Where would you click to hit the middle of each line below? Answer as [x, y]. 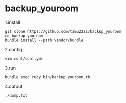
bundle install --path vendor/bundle [44, 40]
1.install [13, 22]
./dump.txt [16, 95]
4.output [14, 86]
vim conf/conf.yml [24, 59]
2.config [14, 49]
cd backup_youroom [24, 36]
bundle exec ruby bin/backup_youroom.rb [48, 77]
